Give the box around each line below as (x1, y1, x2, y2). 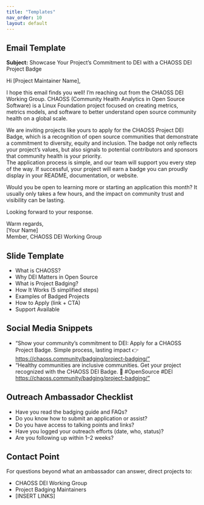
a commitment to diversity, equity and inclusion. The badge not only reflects (6, 139, 198, 147)
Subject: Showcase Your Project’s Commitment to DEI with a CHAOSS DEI (6, 59, 192, 66)
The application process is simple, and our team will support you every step (6, 159, 197, 166)
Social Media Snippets (6, 323, 93, 333)
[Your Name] (6, 226, 38, 234)
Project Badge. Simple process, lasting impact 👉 (15, 346, 139, 353)
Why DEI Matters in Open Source (15, 273, 99, 280)
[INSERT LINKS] (15, 492, 56, 500)
